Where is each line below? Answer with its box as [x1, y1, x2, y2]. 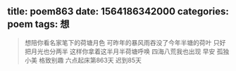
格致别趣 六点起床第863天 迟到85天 [38, 56, 142, 64]
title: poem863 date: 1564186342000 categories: [7, 6, 229, 18]
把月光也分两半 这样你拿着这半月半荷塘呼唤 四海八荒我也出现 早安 [24, 47, 216, 56]
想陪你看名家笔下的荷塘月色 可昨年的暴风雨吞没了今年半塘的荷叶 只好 [24, 38, 226, 46]
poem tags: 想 [7, 18, 70, 30]
